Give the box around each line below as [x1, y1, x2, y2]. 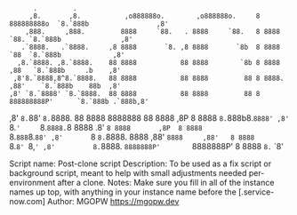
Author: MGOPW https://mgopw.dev [47, 196, 180, 206]
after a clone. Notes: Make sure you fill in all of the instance [57, 178, 275, 187]
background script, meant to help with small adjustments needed [9, 168, 247, 178]
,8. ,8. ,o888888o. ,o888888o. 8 [28, 12, 261, 20]
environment [9, 178, 56, 187]
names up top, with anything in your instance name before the [9, 187, 237, 197]
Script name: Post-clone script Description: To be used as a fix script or [9, 158, 272, 169]
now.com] [9, 196, 46, 206]
